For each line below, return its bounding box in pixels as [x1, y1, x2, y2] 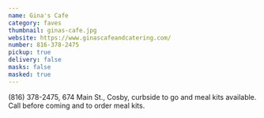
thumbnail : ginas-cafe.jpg [8, 26, 97, 34]
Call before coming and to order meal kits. [8, 101, 145, 110]
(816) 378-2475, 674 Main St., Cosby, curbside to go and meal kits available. [8, 92, 257, 101]
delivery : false [8, 56, 62, 64]
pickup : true [8, 48, 51, 56]
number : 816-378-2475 [8, 41, 80, 49]
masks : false [8, 63, 51, 71]
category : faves [8, 19, 62, 27]
